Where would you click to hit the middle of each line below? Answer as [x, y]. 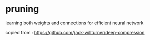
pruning [22, 9]
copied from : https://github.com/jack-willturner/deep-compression [75, 32]
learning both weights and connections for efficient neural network [74, 23]
